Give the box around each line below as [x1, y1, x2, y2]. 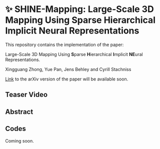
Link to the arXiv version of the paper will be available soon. [5, 76, 128, 82]
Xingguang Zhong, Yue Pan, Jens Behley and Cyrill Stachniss [5, 66, 131, 72]
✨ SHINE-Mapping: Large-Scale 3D [5, 3, 154, 15]
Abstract [5, 107, 33, 116]
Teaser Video [5, 90, 48, 99]
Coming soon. [5, 137, 34, 143]
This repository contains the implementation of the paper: [5, 41, 124, 47]
